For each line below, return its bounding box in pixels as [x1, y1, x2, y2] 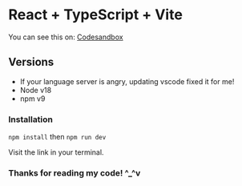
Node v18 [19, 85, 52, 95]
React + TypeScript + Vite [8, 6, 183, 24]
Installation [8, 114, 54, 125]
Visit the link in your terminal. [8, 148, 104, 157]
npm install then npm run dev [8, 132, 107, 142]
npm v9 [19, 94, 46, 103]
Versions [8, 55, 54, 69]
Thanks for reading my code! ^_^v [8, 167, 141, 178]
